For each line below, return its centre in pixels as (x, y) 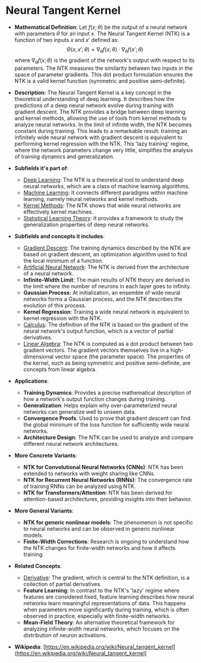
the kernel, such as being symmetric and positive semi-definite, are (107, 363)
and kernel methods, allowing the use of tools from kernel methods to (100, 118)
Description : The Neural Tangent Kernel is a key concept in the (93, 92)
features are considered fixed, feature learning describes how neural (108, 597)
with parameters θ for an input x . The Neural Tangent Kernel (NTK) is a (102, 33)
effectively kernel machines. (58, 212)
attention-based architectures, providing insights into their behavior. (107, 499)
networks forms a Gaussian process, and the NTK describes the (103, 299)
